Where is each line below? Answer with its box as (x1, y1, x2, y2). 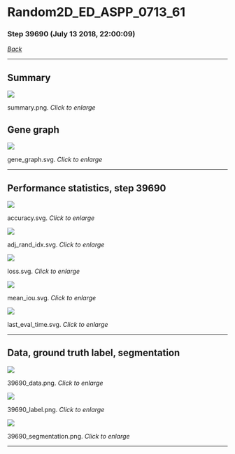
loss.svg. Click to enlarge (7, 267, 80, 275)
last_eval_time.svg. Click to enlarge (7, 320, 108, 328)
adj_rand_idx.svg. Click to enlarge (7, 240, 105, 249)
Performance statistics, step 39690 (7, 182, 166, 194)
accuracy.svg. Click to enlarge (7, 214, 95, 222)
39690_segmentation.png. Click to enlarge (7, 432, 131, 440)
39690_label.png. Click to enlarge (7, 405, 105, 413)
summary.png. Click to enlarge (7, 103, 96, 112)
